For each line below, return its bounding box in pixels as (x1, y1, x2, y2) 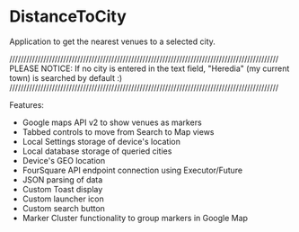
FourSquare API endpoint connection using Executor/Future (22, 165, 243, 175)
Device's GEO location (22, 155, 106, 165)
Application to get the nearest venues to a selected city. (9, 36, 215, 47)
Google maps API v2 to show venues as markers (22, 117, 202, 128)
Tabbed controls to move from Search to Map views (22, 126, 215, 137)
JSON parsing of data (22, 174, 103, 185)
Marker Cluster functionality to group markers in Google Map (22, 212, 249, 223)
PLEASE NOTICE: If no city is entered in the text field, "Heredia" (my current (9, 63, 290, 74)
